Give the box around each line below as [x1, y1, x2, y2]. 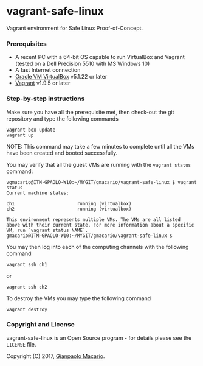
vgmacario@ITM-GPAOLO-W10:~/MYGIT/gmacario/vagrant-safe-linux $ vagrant [6, 179, 198, 185]
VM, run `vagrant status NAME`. [6, 227, 88, 233]
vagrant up [6, 132, 34, 138]
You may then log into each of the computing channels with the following [6, 243, 189, 250]
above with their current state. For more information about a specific [6, 222, 194, 228]
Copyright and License [6, 320, 75, 329]
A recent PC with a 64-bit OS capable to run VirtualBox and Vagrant [15, 54, 185, 61]
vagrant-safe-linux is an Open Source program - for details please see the [6, 334, 192, 342]
